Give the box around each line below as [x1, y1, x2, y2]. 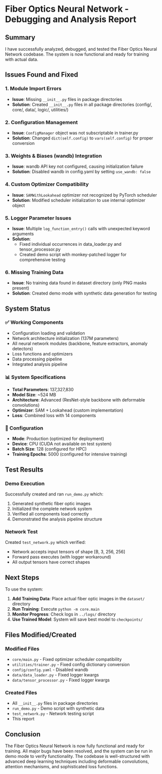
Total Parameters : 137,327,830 [12, 387, 74, 393]
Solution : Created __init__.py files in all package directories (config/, [12, 101, 152, 107]
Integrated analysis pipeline [12, 361, 68, 367]
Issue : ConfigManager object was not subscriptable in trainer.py [12, 130, 139, 136]
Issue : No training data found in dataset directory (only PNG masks [12, 280, 147, 286]
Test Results [5, 465, 44, 474]
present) [12, 285, 30, 291]
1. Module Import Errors [5, 85, 62, 92]
